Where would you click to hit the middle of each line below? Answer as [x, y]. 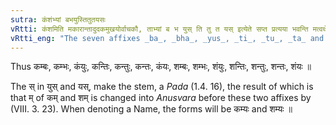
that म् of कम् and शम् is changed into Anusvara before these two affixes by [161, 98]
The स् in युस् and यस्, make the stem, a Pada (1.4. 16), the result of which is [162, 87]
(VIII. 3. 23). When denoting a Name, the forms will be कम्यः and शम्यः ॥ [151, 109]
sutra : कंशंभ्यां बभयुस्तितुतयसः [58, 19]
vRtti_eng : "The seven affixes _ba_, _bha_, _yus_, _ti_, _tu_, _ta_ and [167, 38]
